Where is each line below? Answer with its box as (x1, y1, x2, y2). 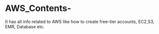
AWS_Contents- (5, 3, 72, 14)
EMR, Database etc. (5, 23, 45, 29)
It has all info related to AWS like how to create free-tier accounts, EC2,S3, (5, 19, 155, 24)
